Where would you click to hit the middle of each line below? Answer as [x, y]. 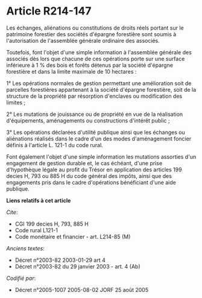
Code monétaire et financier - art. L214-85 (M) [73, 236]
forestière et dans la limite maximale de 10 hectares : [71, 71]
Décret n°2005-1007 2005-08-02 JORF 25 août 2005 [82, 290]
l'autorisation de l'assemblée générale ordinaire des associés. [83, 40]
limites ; [16, 102]
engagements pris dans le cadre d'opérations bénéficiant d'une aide [91, 182]
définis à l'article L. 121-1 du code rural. [55, 145]
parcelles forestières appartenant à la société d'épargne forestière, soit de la [101, 89]
